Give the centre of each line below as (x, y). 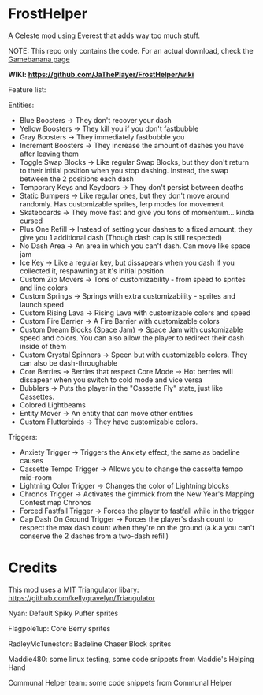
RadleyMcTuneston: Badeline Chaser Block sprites (90, 644)
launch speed (42, 304)
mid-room (36, 477)
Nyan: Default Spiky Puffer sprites (63, 613)
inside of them (43, 346)
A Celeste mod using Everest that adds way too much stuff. (104, 35)
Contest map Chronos (55, 502)
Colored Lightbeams (53, 405)
